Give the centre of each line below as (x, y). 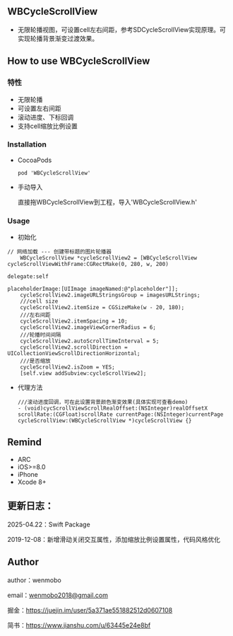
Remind (25, 443)
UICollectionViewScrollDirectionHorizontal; (74, 354)
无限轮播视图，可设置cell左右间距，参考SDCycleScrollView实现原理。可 (121, 29)
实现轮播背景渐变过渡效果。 (58, 38)
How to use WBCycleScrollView (79, 61)
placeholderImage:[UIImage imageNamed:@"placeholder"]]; (93, 289)
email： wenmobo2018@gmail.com (58, 595)
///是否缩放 (35, 361)
